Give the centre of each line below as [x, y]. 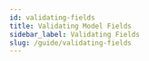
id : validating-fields [52, 17]
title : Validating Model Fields [70, 26]
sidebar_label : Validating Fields [75, 34]
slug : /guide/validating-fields [70, 43]
